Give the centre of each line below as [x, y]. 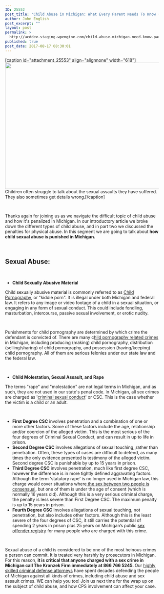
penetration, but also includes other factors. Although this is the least [82, 515]
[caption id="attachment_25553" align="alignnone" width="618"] [71, 60]
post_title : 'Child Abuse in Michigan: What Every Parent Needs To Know [81, 14]
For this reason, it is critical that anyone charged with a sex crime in [74, 560]
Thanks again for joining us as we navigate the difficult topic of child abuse [81, 216]
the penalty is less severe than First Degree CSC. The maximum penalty [84, 500]
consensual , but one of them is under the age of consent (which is [79, 489]
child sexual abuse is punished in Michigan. [50, 236]
